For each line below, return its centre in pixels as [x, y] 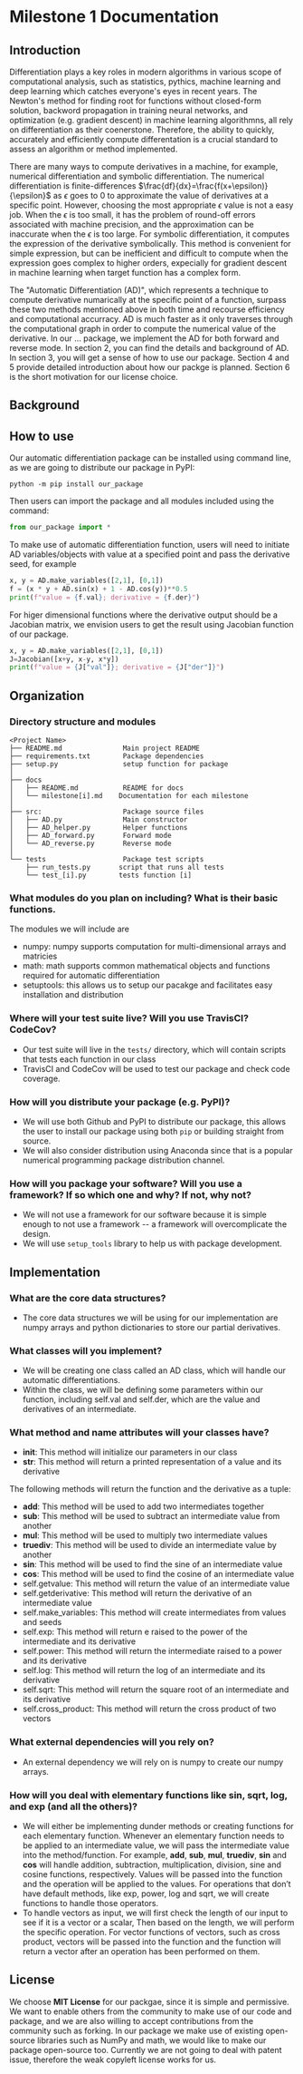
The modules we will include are [69, 929]
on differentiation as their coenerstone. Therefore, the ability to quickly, [142, 130]
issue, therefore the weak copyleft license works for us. [113, 2059]
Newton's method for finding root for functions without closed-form [136, 101]
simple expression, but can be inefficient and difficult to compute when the [149, 253]
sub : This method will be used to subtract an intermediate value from [151, 1516]
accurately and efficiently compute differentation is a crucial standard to [144, 139]
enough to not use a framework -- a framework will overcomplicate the [155, 1224]
